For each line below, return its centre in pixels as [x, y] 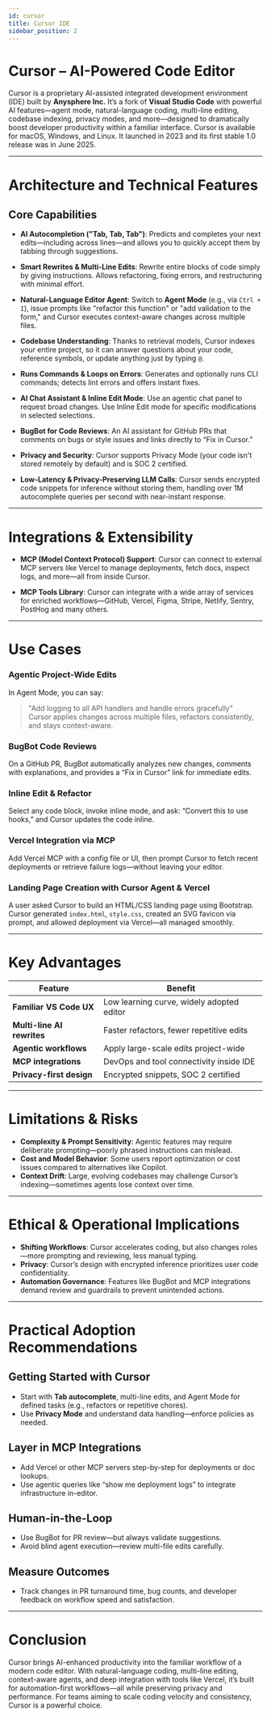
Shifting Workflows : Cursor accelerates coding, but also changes [129, 1247]
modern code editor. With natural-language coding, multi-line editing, [124, 1671]
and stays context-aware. [71, 725]
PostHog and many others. [65, 609]
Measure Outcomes [59, 1571]
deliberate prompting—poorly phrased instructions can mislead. [126, 1150]
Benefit [181, 988]
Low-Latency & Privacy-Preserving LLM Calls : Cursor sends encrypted [140, 480]
